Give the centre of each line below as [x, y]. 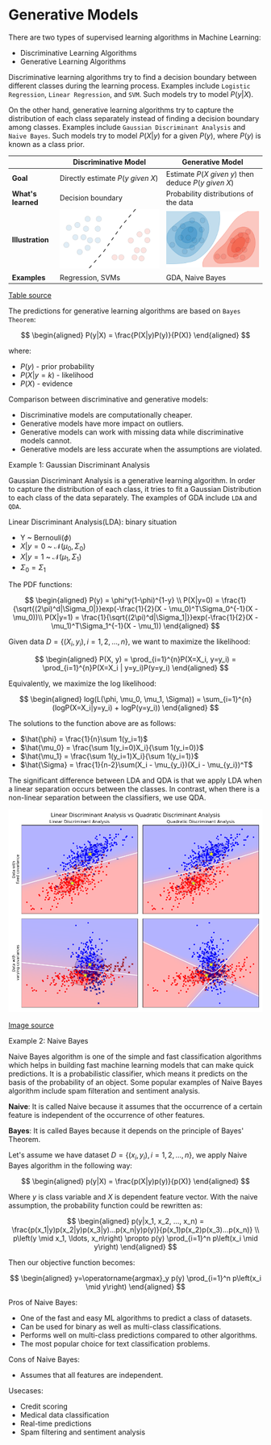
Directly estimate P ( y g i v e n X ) [109, 179]
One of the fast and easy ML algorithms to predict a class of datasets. [136, 1318]
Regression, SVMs [90, 277]
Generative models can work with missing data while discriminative [132, 432]
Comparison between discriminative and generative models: [108, 399]
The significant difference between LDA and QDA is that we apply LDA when [135, 780]
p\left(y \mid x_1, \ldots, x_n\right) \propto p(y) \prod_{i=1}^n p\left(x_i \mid [135, 1238]
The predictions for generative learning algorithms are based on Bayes [125, 311]
